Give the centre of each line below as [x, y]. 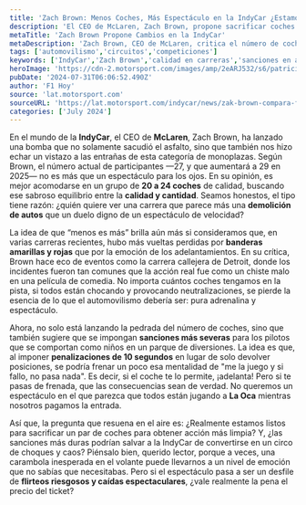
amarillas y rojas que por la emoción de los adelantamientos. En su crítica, [149, 252]
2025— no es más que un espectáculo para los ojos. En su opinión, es [141, 176]
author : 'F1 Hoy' [42, 86]
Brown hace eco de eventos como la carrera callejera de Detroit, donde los [150, 262]
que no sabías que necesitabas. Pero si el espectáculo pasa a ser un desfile [152, 472]
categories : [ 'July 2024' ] [61, 111]
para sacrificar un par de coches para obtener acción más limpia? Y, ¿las [146, 433]
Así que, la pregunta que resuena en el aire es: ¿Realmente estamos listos [148, 423]
